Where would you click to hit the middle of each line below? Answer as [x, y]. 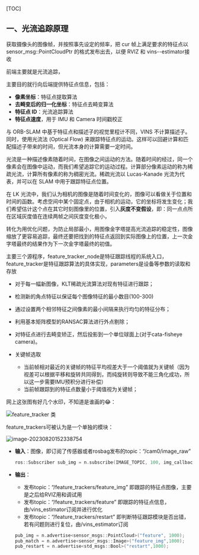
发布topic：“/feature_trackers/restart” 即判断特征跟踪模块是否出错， [106, 516]
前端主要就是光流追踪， [35, 71]
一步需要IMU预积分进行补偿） [70, 382]
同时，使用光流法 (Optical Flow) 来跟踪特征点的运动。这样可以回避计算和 [95, 139]
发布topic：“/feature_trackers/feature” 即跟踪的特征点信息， [97, 502]
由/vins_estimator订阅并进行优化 [63, 509]
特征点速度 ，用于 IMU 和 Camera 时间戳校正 [69, 119]
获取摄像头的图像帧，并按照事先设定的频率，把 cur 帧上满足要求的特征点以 [97, 44]
